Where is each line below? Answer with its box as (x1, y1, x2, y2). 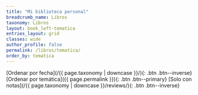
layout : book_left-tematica (6, 25, 76, 31)
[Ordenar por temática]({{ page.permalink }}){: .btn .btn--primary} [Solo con (6, 75, 192, 83)
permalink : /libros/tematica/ (6, 47, 81, 53)
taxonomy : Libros (6, 20, 49, 26)
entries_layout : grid (6, 31, 60, 37)
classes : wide (6, 36, 41, 42)
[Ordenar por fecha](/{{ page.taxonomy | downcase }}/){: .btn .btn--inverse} (6, 69, 193, 76)
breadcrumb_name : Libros (6, 14, 68, 20)
